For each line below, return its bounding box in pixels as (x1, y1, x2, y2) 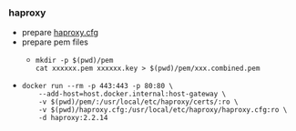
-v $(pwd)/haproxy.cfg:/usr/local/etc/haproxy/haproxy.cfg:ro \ (38, 106, 288, 115)
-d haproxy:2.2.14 (38, 114, 108, 123)
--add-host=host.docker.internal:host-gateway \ (38, 89, 227, 99)
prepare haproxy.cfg (21, 27, 99, 38)
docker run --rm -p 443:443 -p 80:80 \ (21, 82, 174, 91)
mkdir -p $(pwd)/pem (35, 56, 114, 65)
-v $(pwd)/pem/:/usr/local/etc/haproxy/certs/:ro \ (38, 97, 239, 106)
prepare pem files (21, 36, 88, 47)
